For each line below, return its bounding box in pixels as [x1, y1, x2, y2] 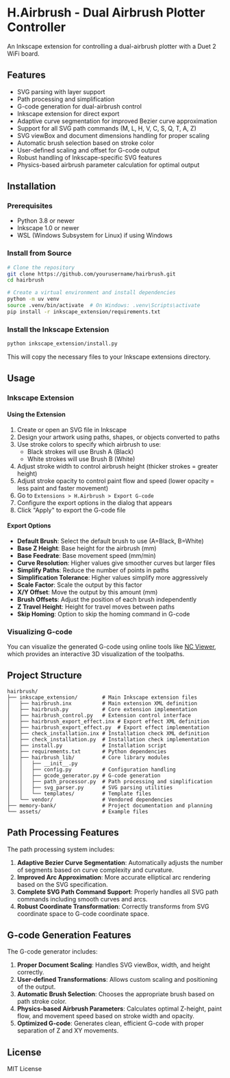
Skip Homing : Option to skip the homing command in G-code [16, 609, 190, 618]
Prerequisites [7, 201, 53, 211]
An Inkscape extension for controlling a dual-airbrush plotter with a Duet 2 [7, 42, 217, 50]
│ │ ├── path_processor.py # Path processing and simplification [7, 778, 213, 785]
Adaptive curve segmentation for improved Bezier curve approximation [16, 117, 218, 125]
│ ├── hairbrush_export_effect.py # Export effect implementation [7, 723, 210, 731]
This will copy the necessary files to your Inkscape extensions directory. [7, 352, 211, 361]
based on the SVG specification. [16, 880, 108, 888]
